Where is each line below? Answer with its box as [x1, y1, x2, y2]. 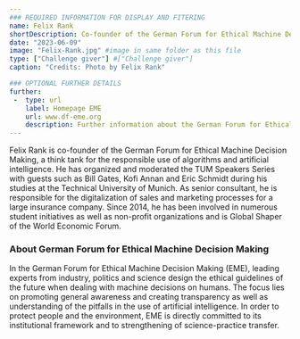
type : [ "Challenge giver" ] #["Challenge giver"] [9, 54, 194, 63]
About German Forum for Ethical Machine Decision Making [9, 243, 270, 255]
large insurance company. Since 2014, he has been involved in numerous [9, 202, 279, 212]
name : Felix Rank [9, 21, 74, 30]
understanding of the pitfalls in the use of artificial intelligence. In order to [9, 301, 279, 312]
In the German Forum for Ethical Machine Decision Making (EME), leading [9, 263, 279, 274]
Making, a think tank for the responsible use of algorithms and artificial [9, 154, 270, 165]
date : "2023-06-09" [9, 37, 82, 47]
